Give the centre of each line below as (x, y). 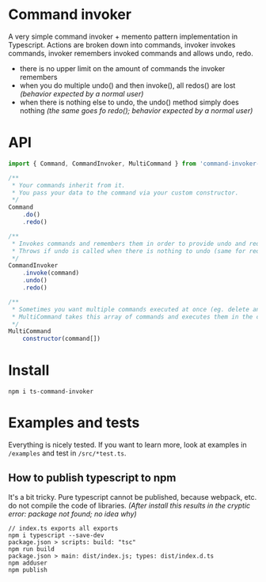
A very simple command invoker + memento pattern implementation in (123, 36)
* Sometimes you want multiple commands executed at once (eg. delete (130, 309)
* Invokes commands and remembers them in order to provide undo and (129, 244)
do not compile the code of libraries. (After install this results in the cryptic (129, 505)
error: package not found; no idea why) (72, 514)
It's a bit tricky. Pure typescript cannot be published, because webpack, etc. (133, 497)
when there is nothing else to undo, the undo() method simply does (129, 102)
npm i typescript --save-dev (56, 535)
